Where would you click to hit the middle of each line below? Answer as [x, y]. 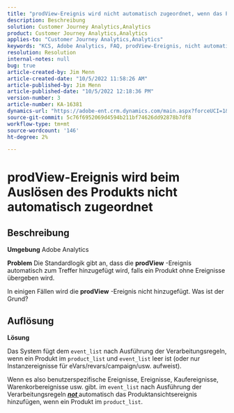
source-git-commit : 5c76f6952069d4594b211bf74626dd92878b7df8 [99, 117]
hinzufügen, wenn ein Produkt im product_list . [75, 402]
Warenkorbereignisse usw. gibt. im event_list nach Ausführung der [104, 387]
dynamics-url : [28, 111]
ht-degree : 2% [28, 137]
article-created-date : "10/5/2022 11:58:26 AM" [78, 78]
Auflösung [31, 321]
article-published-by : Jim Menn [54, 85]
